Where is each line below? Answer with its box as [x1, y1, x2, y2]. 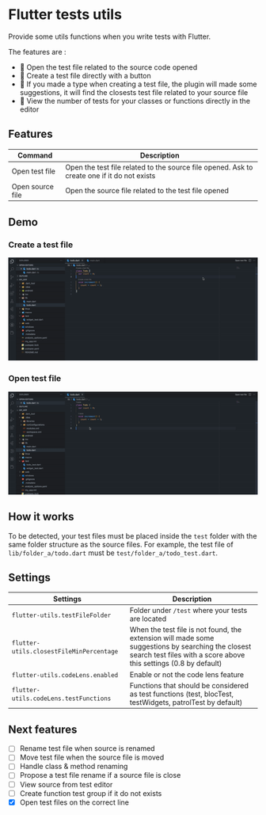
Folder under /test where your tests [129, 606, 248, 615]
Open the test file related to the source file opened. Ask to [65, 162, 253, 172]
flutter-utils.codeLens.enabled [11, 671, 119, 679]
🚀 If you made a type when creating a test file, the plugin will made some [19, 79, 257, 89]
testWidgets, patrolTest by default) [129, 697, 243, 706]
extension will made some [129, 634, 215, 643]
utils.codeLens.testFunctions [11, 695, 112, 703]
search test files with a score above [129, 650, 245, 660]
